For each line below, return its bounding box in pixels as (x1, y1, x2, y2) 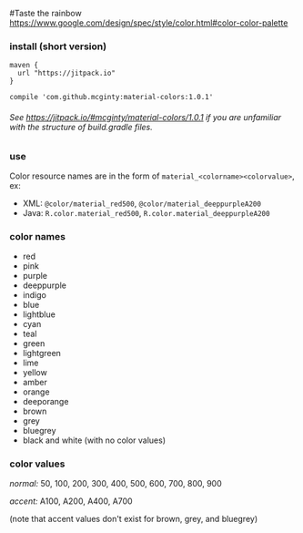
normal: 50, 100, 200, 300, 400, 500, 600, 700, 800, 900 (9, 478, 223, 489)
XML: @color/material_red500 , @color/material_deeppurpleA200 (22, 198, 262, 209)
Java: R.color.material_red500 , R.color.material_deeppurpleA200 (22, 207, 270, 218)
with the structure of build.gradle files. (9, 121, 153, 132)
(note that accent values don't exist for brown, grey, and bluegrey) (9, 514, 258, 525)
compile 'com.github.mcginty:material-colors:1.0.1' (9, 93, 214, 102)
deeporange (22, 396, 69, 407)
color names (9, 230, 66, 242)
